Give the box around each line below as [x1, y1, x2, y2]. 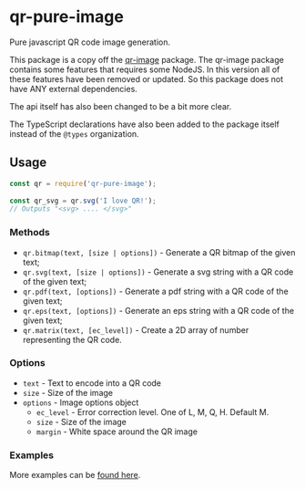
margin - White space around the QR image [36, 426, 198, 437]
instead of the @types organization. [9, 128, 139, 139]
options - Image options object [22, 397, 139, 408]
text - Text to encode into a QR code [22, 377, 162, 389]
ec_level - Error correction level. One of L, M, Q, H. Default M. [36, 406, 269, 417]
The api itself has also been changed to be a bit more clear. [9, 100, 232, 111]
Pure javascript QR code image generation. [9, 36, 171, 47]
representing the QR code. [22, 334, 123, 345]
